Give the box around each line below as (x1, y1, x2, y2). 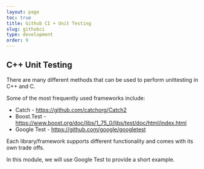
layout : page (6, 9, 40, 15)
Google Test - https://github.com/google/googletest (15, 126, 147, 133)
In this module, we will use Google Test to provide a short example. (6, 156, 175, 163)
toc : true (6, 15, 32, 21)
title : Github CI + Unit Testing (6, 20, 92, 26)
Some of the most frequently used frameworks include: (6, 94, 145, 101)
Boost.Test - (15, 112, 46, 120)
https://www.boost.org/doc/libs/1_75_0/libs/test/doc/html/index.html (15, 119, 187, 126)
